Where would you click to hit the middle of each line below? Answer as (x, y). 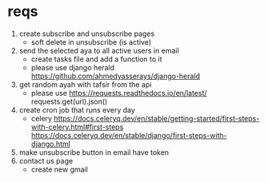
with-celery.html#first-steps (77, 127)
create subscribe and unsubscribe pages (87, 34)
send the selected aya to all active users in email (99, 50)
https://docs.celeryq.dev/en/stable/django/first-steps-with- (129, 135)
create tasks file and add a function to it (96, 59)
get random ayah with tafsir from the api (85, 84)
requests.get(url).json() (69, 101)
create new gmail (60, 169)
